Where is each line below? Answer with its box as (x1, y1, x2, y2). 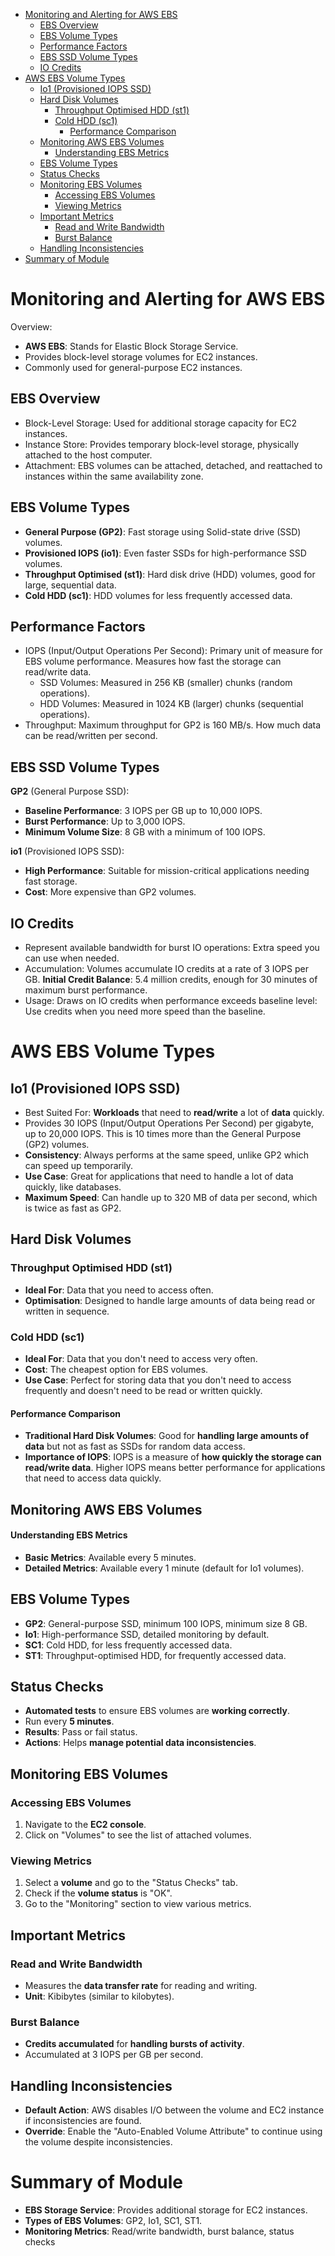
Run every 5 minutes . (24, 1715, 115, 1728)
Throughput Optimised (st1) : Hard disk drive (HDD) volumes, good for (24, 568, 316, 580)
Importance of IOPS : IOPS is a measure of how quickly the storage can (24, 1451, 322, 1463)
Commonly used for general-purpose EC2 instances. (24, 361, 243, 373)
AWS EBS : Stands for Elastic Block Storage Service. (24, 340, 239, 352)
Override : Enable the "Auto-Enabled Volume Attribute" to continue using (24, 2125, 323, 2138)
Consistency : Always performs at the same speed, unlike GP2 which (24, 1149, 310, 1161)
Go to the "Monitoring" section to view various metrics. (24, 1898, 252, 1910)
